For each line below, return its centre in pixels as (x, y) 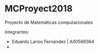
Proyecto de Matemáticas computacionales (49, 22)
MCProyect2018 (39, 9)
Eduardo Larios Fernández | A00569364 (53, 41)
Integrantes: (17, 32)
